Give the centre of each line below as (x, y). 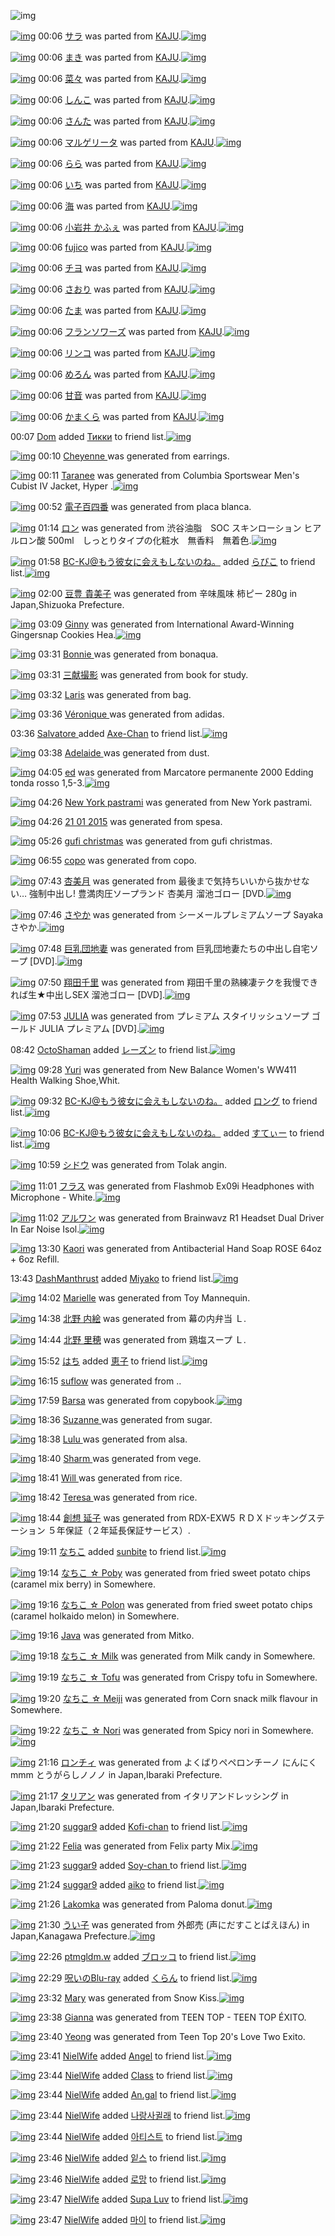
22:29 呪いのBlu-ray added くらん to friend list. (135, 1978)
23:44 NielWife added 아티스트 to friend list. (128, 2136)
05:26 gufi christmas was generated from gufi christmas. (155, 841)
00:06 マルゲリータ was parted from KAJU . (127, 142)
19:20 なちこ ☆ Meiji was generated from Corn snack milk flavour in (178, 1698)
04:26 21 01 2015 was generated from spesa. (130, 821)
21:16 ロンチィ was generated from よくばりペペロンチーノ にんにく (178, 1762)
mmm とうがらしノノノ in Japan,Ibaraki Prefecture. (116, 1774)
